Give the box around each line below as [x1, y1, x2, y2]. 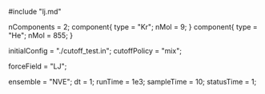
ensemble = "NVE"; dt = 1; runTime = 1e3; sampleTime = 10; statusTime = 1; [8, 77, 257, 86]
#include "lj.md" [8, 7, 62, 16]
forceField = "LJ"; [8, 61, 67, 71]
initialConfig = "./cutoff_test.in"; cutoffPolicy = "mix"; [8, 46, 183, 55]
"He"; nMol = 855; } [8, 31, 74, 40]
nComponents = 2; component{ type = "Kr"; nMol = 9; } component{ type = [8, 22, 258, 31]
